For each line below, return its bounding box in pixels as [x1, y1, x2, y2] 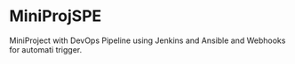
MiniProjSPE [9, 6, 102, 26]
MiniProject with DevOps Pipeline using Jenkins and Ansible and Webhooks [9, 35, 286, 46]
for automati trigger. [9, 44, 83, 54]
